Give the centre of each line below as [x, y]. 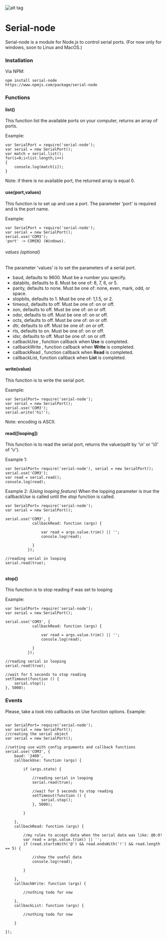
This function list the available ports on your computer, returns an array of [81, 121]
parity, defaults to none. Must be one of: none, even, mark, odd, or [81, 288]
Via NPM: [15, 71]
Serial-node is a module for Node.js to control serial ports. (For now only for [83, 42]
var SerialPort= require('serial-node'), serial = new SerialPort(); [79, 469]
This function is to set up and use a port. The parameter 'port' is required [81, 203]
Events [14, 701]
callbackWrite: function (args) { [50, 883]
